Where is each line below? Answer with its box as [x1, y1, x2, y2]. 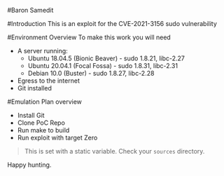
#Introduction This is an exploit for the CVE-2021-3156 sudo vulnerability [7, 20, 217, 27]
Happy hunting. [7, 161, 52, 169]
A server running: [17, 47, 68, 55]
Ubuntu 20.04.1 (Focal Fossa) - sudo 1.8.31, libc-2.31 [27, 62, 178, 69]
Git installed [17, 84, 52, 92]
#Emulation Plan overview [7, 97, 83, 106]
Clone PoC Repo [17, 119, 65, 127]
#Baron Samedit [7, 6, 54, 14]
